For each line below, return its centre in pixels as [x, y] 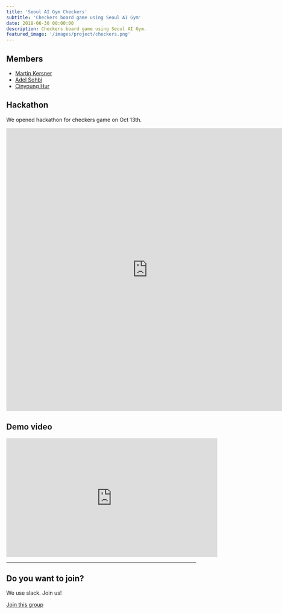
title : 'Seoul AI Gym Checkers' [47, 12]
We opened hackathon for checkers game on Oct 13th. [74, 120]
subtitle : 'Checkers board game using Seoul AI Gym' [74, 18]
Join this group [25, 605]
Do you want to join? [45, 578]
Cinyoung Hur [32, 86]
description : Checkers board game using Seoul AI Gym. [77, 29]
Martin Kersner [33, 73]
